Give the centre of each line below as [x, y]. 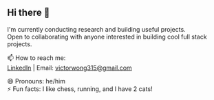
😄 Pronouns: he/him [36, 81]
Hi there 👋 [29, 13]
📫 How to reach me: [36, 58]
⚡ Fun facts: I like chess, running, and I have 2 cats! [80, 89]
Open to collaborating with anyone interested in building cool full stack [107, 37]
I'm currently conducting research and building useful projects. [96, 29]
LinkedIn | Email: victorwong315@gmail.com [69, 68]
